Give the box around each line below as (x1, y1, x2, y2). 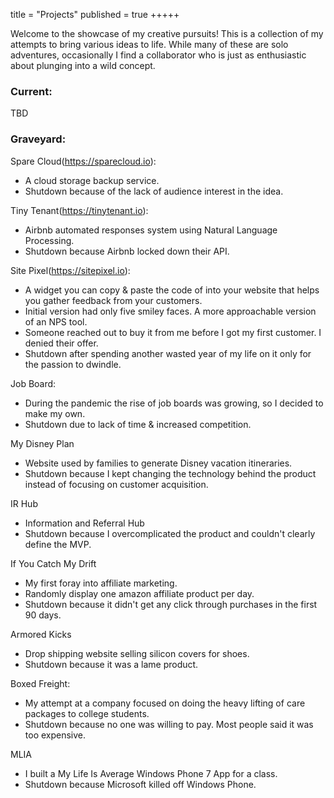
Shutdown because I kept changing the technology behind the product (24, 467, 317, 479)
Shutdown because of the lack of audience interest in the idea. (24, 185, 284, 197)
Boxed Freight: (10, 677, 71, 689)
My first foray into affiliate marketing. (24, 577, 178, 589)
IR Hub (10, 497, 38, 509)
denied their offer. (24, 337, 99, 349)
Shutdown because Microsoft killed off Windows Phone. (24, 778, 257, 790)
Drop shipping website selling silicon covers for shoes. (24, 647, 250, 659)
